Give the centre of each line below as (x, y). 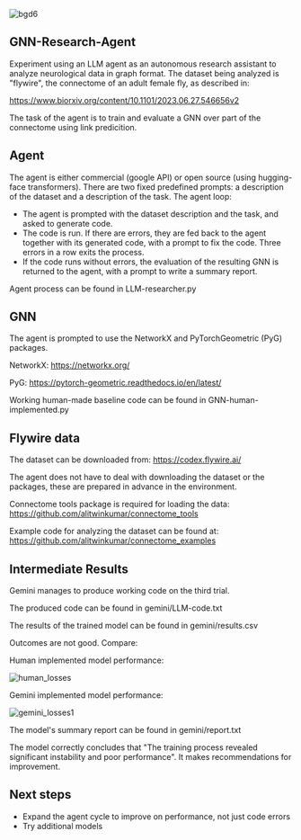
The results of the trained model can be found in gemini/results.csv (134, 626)
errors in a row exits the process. (84, 252)
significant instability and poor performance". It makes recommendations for (150, 757)
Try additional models (62, 826)
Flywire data (45, 438)
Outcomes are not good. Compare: (74, 643)
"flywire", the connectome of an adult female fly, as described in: (129, 83)
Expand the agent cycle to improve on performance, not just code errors (156, 816)
